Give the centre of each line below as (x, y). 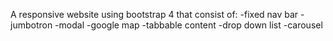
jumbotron (31, 25)
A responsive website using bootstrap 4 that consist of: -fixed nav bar (154, 14)
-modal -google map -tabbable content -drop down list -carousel (188, 25)
